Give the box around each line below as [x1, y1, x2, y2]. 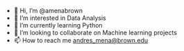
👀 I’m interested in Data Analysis [13, 14, 106, 22]
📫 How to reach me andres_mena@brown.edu [13, 37, 149, 44]
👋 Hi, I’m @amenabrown [13, 7, 83, 14]
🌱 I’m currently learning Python [13, 21, 103, 29]
